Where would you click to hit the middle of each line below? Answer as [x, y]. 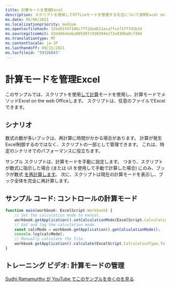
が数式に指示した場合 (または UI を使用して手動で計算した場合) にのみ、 [81, 168]
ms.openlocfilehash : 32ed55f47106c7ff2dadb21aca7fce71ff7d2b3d [74, 29]
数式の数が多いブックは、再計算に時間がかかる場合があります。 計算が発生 [84, 138]
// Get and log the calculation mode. [55, 225]
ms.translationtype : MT [31, 39]
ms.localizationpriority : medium [41, 24]
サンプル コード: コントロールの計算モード [72, 199]
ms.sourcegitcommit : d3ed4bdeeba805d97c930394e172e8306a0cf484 [74, 34]
